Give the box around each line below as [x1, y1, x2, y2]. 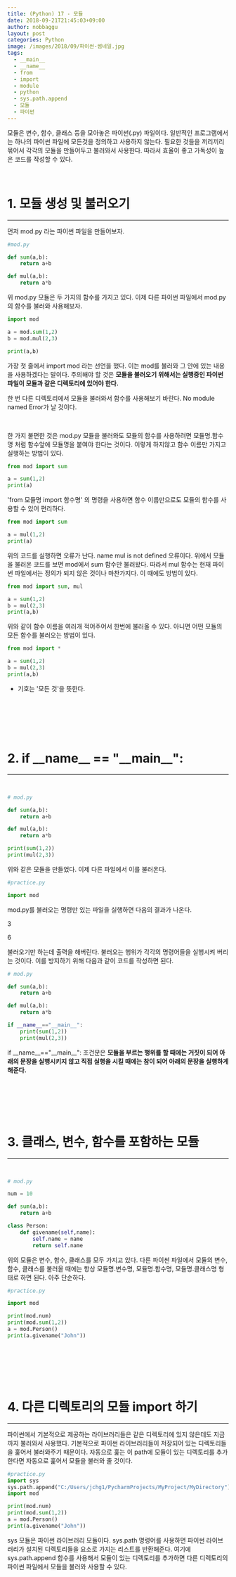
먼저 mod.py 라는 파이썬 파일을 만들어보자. [7, 226, 125, 236]
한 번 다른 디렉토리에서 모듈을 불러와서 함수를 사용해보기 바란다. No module [7, 394, 216, 402]
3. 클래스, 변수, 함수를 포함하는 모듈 [7, 1133, 199, 1150]
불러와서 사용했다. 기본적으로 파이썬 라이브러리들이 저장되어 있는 [20, 1438, 197, 1447]
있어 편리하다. [27, 504, 65, 513]
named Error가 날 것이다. [7, 402, 77, 411]
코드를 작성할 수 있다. [14, 155, 73, 163]
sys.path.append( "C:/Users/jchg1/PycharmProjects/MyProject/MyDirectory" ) [7, 1483, 231, 1491]
